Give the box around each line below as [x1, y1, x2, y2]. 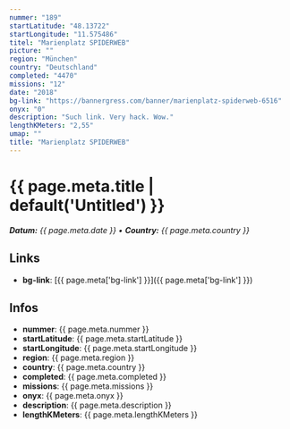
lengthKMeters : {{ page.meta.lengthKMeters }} [21, 409, 199, 420]
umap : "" [9, 130, 42, 139]
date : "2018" [9, 88, 58, 97]
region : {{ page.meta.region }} [21, 352, 135, 363]
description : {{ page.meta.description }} [21, 400, 172, 411]
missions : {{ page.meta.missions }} [21, 381, 154, 391]
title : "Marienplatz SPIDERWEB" [9, 138, 130, 147]
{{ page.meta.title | [9, 176, 155, 197]
